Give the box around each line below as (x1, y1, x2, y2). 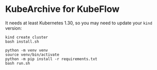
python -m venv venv (5, 48, 49, 53)
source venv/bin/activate (5, 52, 59, 57)
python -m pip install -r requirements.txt (5, 56, 98, 62)
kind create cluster (5, 35, 49, 40)
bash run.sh (5, 61, 30, 66)
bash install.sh (5, 39, 39, 44)
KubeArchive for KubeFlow (5, 3, 120, 15)
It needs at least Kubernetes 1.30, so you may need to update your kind (5, 20, 152, 26)
